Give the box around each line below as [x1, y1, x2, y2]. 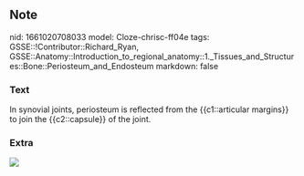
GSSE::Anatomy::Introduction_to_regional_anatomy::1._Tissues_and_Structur [9, 50, 295, 62]
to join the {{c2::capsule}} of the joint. [9, 114, 152, 125]
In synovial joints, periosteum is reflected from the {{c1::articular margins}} [9, 104, 289, 115]
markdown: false [155, 60, 219, 71]
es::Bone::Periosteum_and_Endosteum [9, 60, 154, 71]
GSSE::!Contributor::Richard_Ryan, [9, 41, 140, 52]
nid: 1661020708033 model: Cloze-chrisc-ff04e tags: [9, 31, 210, 42]
